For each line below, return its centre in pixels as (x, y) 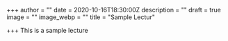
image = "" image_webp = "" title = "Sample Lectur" (81, 17)
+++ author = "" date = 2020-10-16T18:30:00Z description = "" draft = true (114, 10)
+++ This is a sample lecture (47, 30)
